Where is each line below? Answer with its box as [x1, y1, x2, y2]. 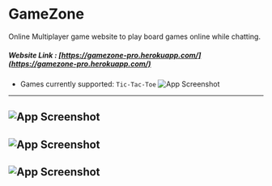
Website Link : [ [8, 50, 62, 60]
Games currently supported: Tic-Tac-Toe [19, 78, 156, 89]
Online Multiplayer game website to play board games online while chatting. [8, 32, 261, 41]
